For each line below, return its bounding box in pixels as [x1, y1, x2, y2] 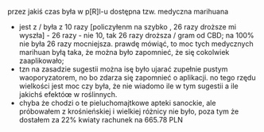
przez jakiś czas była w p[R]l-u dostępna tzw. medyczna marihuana [7, 7, 229, 16]
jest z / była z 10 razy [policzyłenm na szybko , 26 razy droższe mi [18, 22, 236, 31]
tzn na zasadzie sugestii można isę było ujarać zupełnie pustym [18, 64, 228, 74]
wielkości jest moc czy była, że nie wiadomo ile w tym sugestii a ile [18, 81, 239, 91]
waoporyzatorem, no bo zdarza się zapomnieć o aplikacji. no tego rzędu [18, 73, 256, 82]
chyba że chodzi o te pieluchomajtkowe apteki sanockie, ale [18, 99, 216, 107]
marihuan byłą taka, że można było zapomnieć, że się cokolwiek [18, 48, 230, 56]
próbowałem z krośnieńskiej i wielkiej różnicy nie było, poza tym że [18, 107, 239, 116]
